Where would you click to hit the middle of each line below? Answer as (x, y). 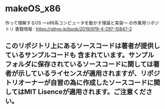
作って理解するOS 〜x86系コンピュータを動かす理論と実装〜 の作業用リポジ (82, 23)
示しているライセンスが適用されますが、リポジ (89, 73)
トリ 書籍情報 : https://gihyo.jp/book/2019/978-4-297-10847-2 (68, 29)
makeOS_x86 (33, 9)
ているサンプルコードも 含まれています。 (67, 55)
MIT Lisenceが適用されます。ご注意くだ (85, 92)
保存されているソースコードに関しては (95, 64)
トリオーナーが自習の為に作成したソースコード (76, 83)
